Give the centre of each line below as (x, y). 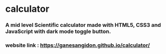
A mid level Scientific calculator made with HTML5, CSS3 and (83, 25)
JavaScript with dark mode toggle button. (58, 31)
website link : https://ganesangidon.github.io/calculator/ (78, 45)
